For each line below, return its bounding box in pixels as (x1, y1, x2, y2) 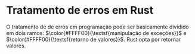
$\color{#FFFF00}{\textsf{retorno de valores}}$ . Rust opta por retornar (6, 36, 181, 43)
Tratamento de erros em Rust (6, 4, 154, 17)
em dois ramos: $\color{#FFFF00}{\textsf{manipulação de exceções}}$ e (6, 29, 187, 36)
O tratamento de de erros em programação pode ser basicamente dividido (6, 23, 189, 30)
